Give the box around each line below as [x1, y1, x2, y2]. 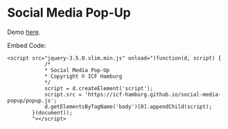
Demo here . [7, 28, 41, 36]
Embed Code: [7, 41, 46, 49]
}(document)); [32, 109, 73, 116]
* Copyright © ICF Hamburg [44, 73, 123, 80]
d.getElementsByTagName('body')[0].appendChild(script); [44, 103, 213, 110]
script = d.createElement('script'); [44, 85, 154, 92]
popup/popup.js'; [7, 97, 58, 104]
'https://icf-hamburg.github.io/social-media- [84, 91, 222, 98]
